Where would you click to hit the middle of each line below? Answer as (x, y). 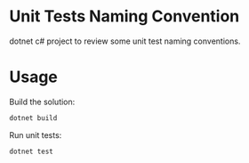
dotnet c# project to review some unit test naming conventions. (125, 41)
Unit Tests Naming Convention (124, 16)
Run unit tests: (36, 134)
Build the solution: (42, 102)
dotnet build (33, 118)
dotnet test (31, 151)
